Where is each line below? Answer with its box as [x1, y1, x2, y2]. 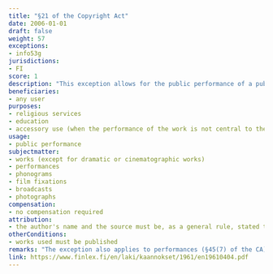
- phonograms [8, 170, 53, 178]
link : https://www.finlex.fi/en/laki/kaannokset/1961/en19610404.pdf [8, 253, 249, 261]
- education [8, 118, 49, 126]
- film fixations [8, 178, 67, 186]
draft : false [8, 27, 53, 35]
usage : [8, 132, 31, 140]
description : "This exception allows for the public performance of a [8, 79, 253, 88]
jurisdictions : [8, 58, 60, 66]
